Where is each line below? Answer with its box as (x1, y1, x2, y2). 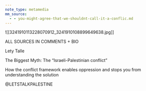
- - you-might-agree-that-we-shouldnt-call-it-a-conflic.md (9, 16, 133, 21)
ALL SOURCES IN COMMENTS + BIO (5, 39, 79, 45)
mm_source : (5, 12, 27, 16)
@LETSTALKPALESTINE (5, 81, 53, 87)
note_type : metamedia (5, 7, 49, 12)
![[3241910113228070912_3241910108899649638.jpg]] (5, 30, 114, 35)
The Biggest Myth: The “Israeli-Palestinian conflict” (5, 58, 108, 63)
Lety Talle (5, 48, 25, 54)
